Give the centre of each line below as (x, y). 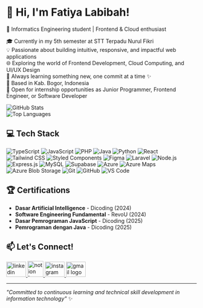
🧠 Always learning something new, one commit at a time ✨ (79, 76)
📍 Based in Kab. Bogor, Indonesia (48, 83)
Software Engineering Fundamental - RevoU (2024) (81, 214)
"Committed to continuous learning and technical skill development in (93, 292)
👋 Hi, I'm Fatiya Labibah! (68, 12)
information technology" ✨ (40, 299)
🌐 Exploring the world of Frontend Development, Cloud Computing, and (95, 63)
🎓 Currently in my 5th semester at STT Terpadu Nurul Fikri (80, 41)
